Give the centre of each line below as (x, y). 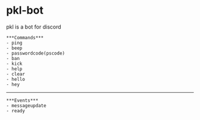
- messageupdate (26, 105)
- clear (16, 74)
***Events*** (22, 100)
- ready (16, 110)
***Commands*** (25, 37)
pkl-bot (25, 10)
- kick (14, 64)
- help (14, 69)
